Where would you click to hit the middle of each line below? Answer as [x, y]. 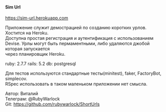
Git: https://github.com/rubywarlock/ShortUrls [52, 104]
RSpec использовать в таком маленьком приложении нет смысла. [76, 84]
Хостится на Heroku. [27, 33]
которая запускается [27, 49]
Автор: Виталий [22, 94]
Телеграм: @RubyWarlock [32, 99]
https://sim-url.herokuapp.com [37, 18]
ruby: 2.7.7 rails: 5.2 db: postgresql [41, 64]
